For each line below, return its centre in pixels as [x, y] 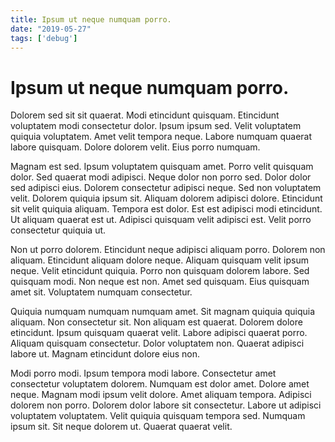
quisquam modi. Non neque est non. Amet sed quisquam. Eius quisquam [160, 282]
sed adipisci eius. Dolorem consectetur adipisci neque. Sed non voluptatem [166, 188]
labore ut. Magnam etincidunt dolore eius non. [105, 354]
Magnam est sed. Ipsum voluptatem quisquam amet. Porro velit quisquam [162, 167]
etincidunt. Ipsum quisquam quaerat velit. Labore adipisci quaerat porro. [159, 333]
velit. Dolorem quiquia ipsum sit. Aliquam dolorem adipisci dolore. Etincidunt [166, 198]
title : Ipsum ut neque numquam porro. [91, 19]
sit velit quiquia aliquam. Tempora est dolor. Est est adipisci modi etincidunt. [166, 209]
